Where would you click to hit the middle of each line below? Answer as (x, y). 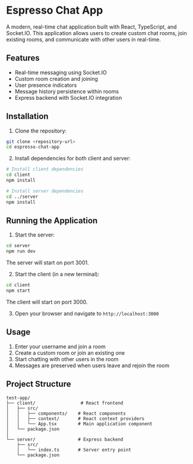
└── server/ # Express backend (65, 439)
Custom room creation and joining (56, 78)
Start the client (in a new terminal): (57, 274)
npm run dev (21, 251)
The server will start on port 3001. (48, 263)
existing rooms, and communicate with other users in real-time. (84, 39)
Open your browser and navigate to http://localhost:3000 (87, 313)
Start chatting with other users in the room (67, 359)
